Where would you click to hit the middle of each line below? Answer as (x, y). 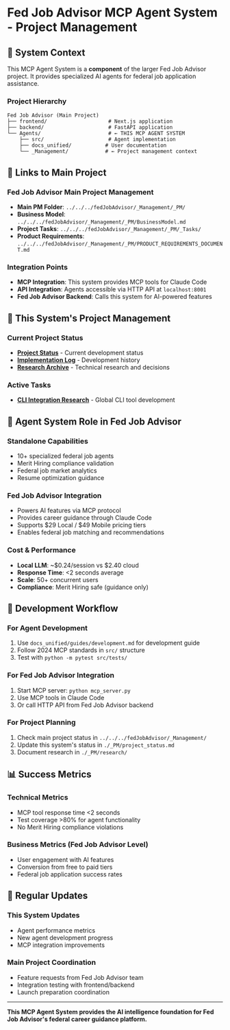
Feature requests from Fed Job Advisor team (80, 977)
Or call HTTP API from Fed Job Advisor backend (85, 705)
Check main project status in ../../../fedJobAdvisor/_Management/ (112, 737)
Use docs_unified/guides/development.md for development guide (108, 643)
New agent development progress (65, 937)
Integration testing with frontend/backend (76, 985)
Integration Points (38, 267)
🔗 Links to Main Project (57, 172)
